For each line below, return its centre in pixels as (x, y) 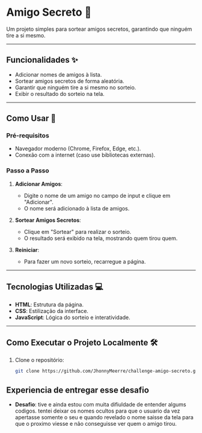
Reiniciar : (27, 250)
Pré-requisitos (28, 136)
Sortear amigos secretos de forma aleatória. (69, 81)
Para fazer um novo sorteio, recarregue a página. (85, 261)
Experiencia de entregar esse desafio (78, 390)
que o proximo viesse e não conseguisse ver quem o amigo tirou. (96, 424)
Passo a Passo (28, 171)
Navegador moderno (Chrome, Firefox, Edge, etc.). (78, 149)
